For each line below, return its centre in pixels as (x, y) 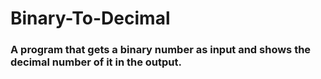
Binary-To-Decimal (90, 18)
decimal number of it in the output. (96, 62)
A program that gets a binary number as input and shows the (161, 50)
